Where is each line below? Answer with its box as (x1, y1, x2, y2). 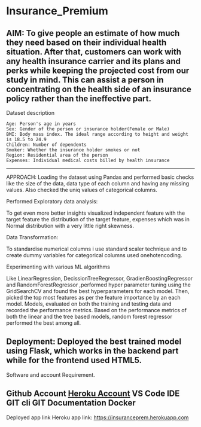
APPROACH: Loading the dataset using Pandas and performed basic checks (6, 173, 194, 181)
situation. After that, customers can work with (6, 47, 181, 57)
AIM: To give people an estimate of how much (6, 28, 180, 38)
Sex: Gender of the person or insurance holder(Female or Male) (6, 126, 170, 132)
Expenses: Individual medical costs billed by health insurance (6, 157, 170, 163)
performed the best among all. (6, 319, 81, 327)
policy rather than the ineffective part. (6, 93, 151, 103)
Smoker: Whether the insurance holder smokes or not (6, 147, 141, 153)
